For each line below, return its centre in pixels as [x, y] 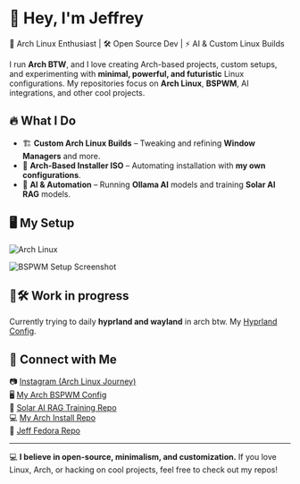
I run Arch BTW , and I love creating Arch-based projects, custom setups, [143, 64]
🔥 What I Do [43, 121]
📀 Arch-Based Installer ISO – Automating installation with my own [144, 166]
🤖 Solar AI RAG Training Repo [63, 408]
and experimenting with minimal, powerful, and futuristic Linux [127, 73]
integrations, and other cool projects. [77, 92]
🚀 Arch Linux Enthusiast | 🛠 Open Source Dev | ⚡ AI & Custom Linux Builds [147, 43]
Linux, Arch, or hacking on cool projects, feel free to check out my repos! [144, 470]
